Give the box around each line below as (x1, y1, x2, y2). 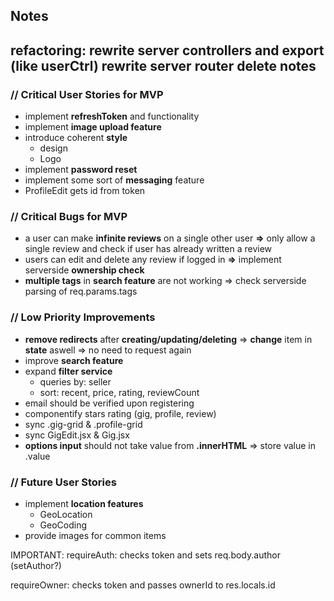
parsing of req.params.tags (24, 285, 138, 298)
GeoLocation (39, 508, 93, 520)
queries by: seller (39, 375, 112, 388)
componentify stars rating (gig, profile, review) (24, 407, 217, 419)
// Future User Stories (10, 475, 117, 489)
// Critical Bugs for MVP (10, 210, 128, 223)
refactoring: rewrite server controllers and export (10, 42, 325, 59)
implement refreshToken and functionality (24, 110, 200, 123)
